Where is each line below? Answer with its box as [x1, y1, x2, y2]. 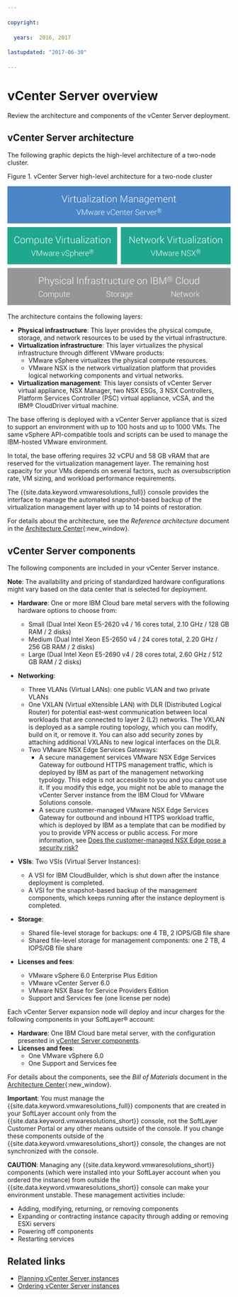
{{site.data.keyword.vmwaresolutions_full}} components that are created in [7, 1102, 227, 1110]
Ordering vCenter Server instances [17, 1281, 120, 1291]
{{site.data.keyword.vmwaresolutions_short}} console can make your [7, 1183, 209, 1192]
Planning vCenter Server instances [17, 1274, 120, 1283]
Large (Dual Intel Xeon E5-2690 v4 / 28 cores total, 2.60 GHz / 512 [28, 650, 223, 659]
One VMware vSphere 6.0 [28, 1052, 104, 1060]
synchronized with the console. [7, 1147, 99, 1156]
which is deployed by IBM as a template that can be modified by [38, 821, 226, 829]
